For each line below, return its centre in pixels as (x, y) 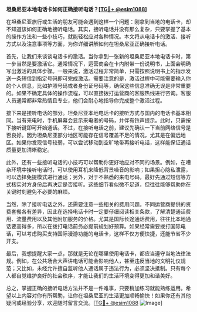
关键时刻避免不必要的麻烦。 (40, 192)
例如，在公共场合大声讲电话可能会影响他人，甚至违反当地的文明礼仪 (98, 261)
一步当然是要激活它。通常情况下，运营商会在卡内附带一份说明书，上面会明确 (98, 64)
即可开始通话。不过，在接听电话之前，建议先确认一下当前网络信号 (106, 128)
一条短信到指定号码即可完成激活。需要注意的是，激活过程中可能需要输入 (98, 78)
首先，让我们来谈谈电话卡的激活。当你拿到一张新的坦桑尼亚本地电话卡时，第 (98, 56)
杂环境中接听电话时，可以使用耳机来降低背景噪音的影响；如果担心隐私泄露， (98, 170)
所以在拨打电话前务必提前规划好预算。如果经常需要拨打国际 (108, 226)
